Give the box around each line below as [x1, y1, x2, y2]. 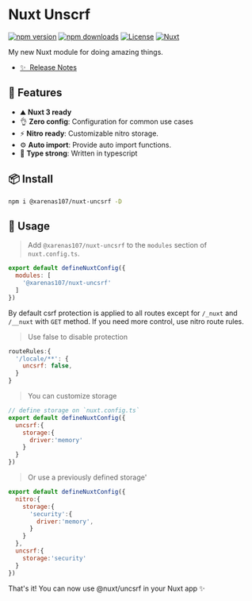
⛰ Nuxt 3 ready [19, 107, 72, 117]
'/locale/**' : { [15, 355, 69, 363]
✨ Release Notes [19, 62, 78, 72]
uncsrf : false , [22, 362, 73, 370]
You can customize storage [27, 391, 117, 400]
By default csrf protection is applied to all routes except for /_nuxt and [8, 308, 238, 318]
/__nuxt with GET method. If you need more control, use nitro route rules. [8, 316, 244, 326]
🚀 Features [8, 86, 63, 100]
